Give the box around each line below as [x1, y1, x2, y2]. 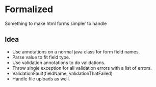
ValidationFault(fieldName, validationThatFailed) [12, 70, 113, 76]
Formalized [5, 4, 54, 15]
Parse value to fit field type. [12, 54, 70, 60]
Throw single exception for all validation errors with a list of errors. [12, 65, 152, 71]
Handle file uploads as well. [12, 75, 70, 82]
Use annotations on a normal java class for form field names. [12, 48, 140, 54]
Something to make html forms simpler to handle [5, 20, 107, 26]
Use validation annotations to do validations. [12, 60, 106, 66]
